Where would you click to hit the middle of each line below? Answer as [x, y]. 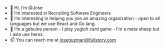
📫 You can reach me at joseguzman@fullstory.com [63, 40]
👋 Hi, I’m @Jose [26, 8]
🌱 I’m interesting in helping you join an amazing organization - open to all [85, 18]
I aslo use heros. [27, 34]
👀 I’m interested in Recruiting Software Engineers [60, 13]
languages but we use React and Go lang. [53, 23]
